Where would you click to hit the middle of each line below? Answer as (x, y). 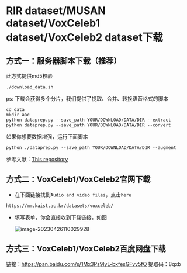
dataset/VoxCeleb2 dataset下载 (85, 38)
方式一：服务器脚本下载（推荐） (64, 61)
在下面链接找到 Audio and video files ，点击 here (73, 195)
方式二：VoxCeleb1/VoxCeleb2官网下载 (78, 179)
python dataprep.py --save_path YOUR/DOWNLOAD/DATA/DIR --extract (89, 120)
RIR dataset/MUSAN (56, 11)
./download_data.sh (30, 87)
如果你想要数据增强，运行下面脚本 (47, 136)
